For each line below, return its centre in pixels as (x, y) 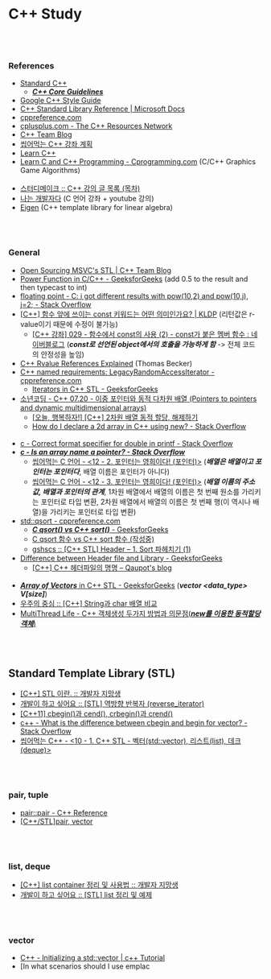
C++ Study (45, 14)
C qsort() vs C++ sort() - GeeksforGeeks (100, 529)
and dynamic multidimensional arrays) (83, 407)
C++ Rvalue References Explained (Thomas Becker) (106, 363)
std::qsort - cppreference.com (70, 521)
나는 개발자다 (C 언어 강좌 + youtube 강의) (87, 199)
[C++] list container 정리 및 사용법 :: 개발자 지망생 (99, 884)
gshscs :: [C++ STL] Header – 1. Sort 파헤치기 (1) (111, 549)
